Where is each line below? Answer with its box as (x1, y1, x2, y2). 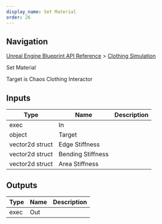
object (9, 131, 27, 139)
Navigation (6, 37, 48, 47)
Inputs (6, 93, 31, 103)
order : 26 (6, 14, 31, 20)
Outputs (6, 180, 38, 190)
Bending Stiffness (58, 150, 109, 159)
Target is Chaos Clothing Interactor (6, 75, 93, 83)
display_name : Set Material (6, 8, 77, 15)
